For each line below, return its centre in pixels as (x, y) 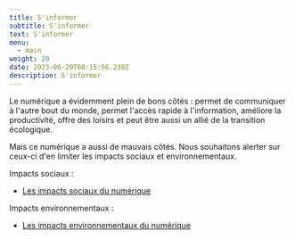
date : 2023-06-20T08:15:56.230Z (69, 68)
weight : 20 (29, 59)
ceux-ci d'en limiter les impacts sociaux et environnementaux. (123, 156)
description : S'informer (55, 76)
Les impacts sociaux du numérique (86, 190)
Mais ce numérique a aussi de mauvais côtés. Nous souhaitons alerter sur (145, 146)
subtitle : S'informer (49, 26)
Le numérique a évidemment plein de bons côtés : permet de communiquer (148, 101)
